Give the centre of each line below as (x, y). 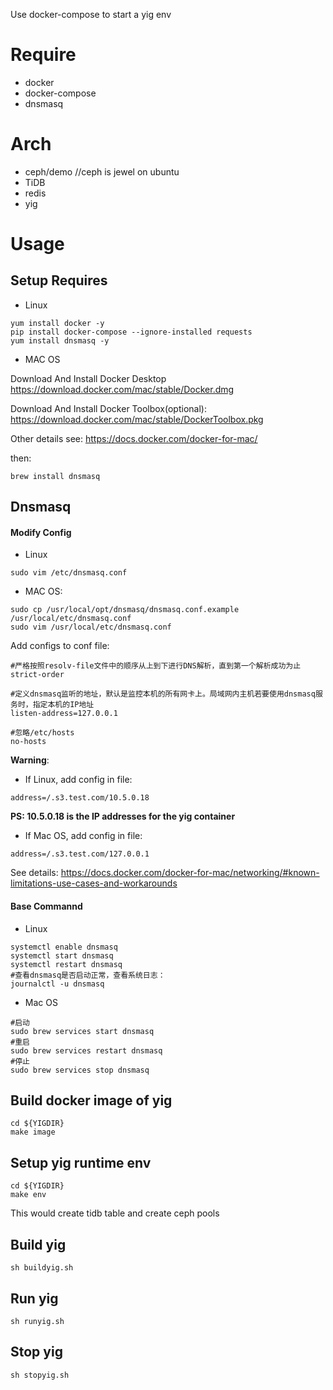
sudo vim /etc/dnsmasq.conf (69, 573)
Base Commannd (46, 906)
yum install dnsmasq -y (60, 340)
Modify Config (41, 532)
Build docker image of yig (91, 1100)
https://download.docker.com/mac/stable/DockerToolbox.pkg (137, 419)
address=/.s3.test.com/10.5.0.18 (80, 798)
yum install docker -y (57, 323)
